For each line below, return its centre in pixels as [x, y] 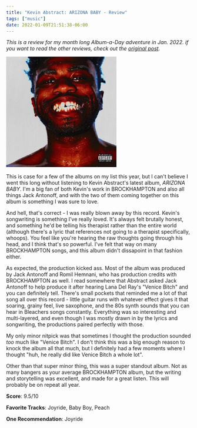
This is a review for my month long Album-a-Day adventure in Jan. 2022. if [97, 42]
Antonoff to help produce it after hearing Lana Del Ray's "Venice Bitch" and [97, 287]
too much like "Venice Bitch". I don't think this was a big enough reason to [96, 342]
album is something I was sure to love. [52, 202]
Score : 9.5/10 [22, 396]
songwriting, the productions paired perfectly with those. [75, 324]
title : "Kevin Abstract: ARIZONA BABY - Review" [67, 12]
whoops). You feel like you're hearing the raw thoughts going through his [95, 238]
